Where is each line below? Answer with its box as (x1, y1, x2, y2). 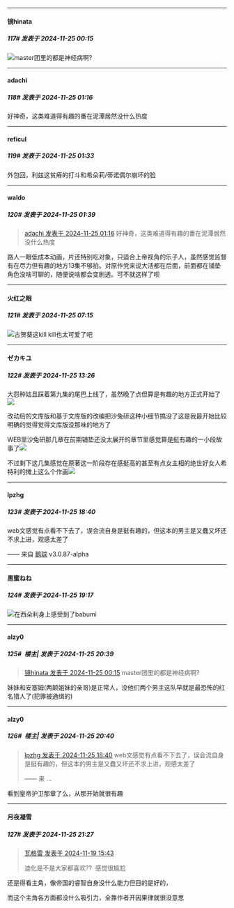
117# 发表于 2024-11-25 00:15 (7, 34, 94, 43)
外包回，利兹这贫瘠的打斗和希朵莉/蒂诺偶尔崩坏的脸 (7, 170, 157, 179)
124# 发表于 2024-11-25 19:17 (7, 591, 94, 600)
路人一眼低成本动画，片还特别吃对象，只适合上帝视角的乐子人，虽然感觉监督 (7, 252, 227, 262)
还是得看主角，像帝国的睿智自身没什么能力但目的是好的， (7, 879, 172, 887)
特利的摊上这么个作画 (7, 468, 68, 476)
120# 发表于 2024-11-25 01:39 (7, 210, 96, 218)
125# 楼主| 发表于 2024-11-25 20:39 (7, 649, 114, 658)
